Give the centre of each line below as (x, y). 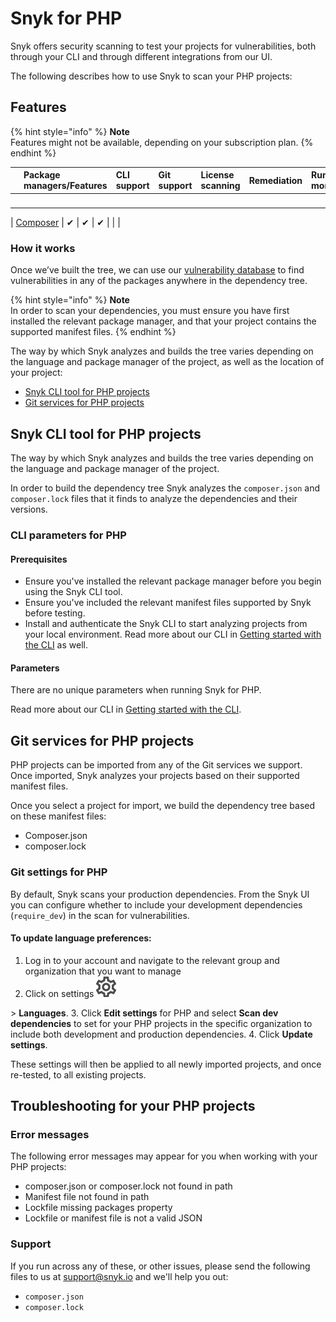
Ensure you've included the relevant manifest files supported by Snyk (168, 603)
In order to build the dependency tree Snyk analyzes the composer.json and (165, 488)
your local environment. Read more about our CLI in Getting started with (173, 634)
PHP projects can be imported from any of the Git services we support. (156, 765)
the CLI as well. (56, 645)
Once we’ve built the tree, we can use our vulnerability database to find (157, 270)
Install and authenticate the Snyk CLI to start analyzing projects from (166, 624)
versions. (29, 509)
